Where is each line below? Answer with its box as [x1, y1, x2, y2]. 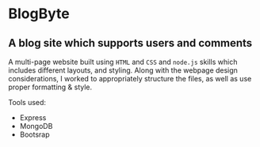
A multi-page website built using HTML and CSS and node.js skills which [8, 57, 238, 66]
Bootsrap [19, 130, 50, 139]
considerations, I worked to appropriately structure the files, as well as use [8, 74, 252, 83]
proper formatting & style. [8, 82, 93, 92]
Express [19, 113, 47, 122]
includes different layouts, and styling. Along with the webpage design [8, 66, 238, 75]
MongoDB [19, 122, 53, 130]
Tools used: [8, 98, 46, 107]
